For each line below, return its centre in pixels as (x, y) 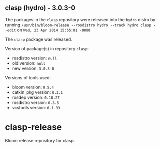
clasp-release (33, 127)
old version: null (29, 63)
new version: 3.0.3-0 (33, 68)
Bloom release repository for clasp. (40, 140)
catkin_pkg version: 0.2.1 (37, 92)
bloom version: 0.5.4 (33, 87)
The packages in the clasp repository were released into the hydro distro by (80, 19)
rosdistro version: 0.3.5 (36, 102)
